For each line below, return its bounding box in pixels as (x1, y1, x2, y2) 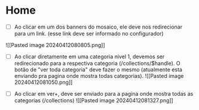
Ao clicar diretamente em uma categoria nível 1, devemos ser (14, 53, 165, 60)
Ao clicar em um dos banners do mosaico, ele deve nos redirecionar (14, 23, 183, 30)
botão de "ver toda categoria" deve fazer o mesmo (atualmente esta (14, 66, 183, 73)
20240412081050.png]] (14, 78, 73, 86)
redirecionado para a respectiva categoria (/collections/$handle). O (14, 60, 180, 67)
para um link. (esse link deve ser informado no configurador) (14, 30, 164, 37)
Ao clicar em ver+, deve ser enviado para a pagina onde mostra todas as (14, 90, 194, 98)
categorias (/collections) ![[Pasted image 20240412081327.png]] (14, 97, 174, 104)
